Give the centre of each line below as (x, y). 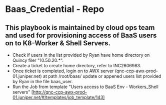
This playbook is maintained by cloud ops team (80, 28)
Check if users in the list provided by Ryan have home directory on (81, 55)
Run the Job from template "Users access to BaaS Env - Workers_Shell (85, 87)
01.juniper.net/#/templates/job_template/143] (58, 97)
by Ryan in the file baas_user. (42, 81)
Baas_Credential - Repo (55, 9)
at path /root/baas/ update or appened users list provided (102, 76)
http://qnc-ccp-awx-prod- (60, 92)
